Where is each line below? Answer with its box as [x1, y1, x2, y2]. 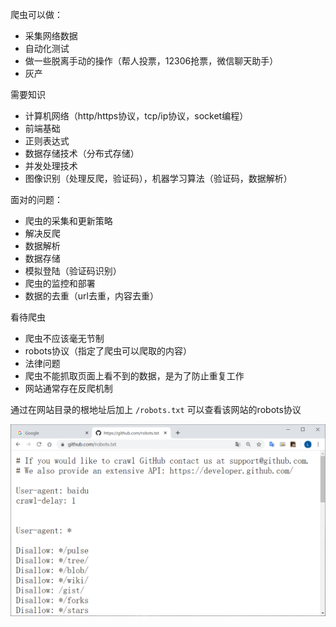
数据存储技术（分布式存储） [24, 148, 140, 159]
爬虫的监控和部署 [24, 278, 96, 289]
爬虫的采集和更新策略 [24, 215, 113, 227]
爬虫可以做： [10, 9, 63, 20]
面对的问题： [10, 194, 63, 205]
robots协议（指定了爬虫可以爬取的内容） [24, 345, 193, 357]
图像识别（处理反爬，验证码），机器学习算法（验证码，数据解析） [24, 173, 293, 184]
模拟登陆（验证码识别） [24, 265, 122, 277]
